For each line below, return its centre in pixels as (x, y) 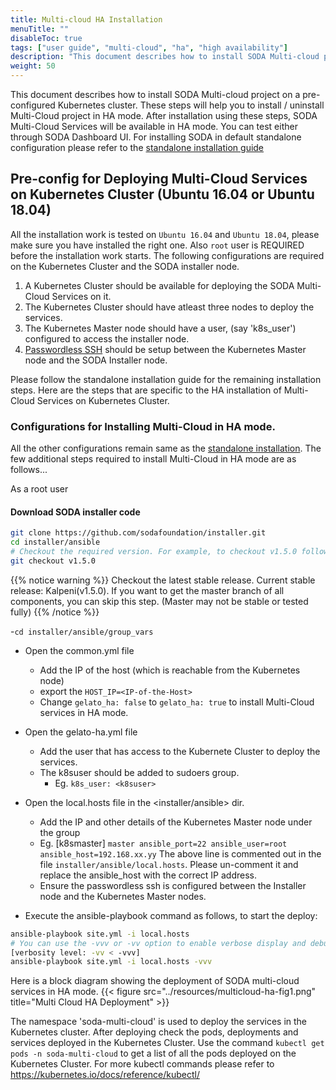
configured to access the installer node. (107, 338)
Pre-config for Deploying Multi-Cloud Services (159, 179)
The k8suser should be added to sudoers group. (139, 772)
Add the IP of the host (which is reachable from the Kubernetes (170, 670)
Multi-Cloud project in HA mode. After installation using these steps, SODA (164, 115)
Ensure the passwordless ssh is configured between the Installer (173, 885)
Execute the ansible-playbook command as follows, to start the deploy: (171, 915)
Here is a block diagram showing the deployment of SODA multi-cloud (155, 981)
